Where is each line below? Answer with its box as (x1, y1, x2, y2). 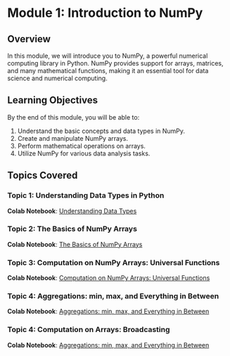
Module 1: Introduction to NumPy (7, 5, 203, 21)
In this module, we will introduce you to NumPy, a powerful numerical (7, 51, 208, 60)
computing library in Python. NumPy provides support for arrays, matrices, (7, 59, 224, 68)
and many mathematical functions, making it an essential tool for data (7, 67, 209, 75)
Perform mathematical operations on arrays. (17, 141, 146, 150)
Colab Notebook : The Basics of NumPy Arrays (7, 240, 143, 248)
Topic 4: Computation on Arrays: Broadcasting (7, 325, 170, 335)
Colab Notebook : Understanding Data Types (7, 206, 137, 215)
